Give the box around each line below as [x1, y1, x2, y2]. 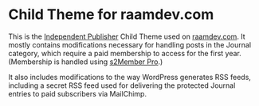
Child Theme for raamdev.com [8, 6, 214, 24]
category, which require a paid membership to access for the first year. [8, 48, 241, 58]
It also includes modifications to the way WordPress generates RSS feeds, [8, 72, 251, 81]
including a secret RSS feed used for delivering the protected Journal [8, 81, 236, 90]
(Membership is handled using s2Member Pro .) [8, 57, 163, 66]
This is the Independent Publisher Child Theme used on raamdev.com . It [8, 32, 245, 41]
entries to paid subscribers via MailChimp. [8, 89, 147, 98]
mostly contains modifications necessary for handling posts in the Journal [8, 40, 252, 49]
